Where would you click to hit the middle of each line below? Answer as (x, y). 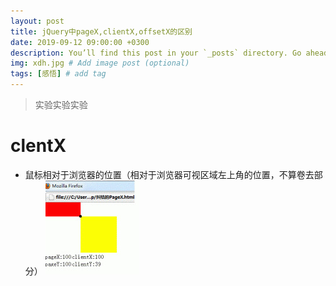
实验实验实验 (61, 104)
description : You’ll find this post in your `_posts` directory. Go (156, 53)
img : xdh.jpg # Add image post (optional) (100, 63)
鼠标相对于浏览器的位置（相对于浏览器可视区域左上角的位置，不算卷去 (169, 174)
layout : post (37, 21)
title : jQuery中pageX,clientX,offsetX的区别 (101, 31)
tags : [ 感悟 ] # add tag (58, 74)
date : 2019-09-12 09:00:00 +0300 (80, 42)
